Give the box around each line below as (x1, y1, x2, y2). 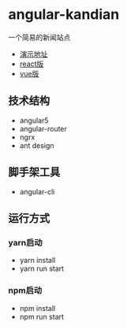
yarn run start (19, 264, 65, 273)
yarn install (19, 256, 56, 265)
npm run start (19, 312, 65, 321)
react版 (19, 59, 44, 68)
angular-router (19, 124, 67, 133)
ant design (19, 140, 54, 150)
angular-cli (19, 187, 55, 196)
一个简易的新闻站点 (8, 32, 71, 42)
